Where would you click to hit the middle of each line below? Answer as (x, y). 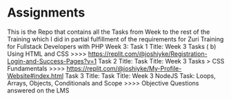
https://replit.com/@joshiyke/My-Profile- (124, 68)
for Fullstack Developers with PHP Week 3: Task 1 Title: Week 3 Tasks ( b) (112, 46)
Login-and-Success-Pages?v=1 (52, 61)
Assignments (46, 13)
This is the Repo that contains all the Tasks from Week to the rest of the (109, 32)
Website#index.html (36, 76)
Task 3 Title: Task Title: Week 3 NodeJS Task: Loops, (140, 76)
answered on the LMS (38, 90)
